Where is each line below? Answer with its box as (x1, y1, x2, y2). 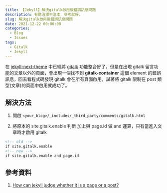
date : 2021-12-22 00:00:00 (5, 21, 61, 26)
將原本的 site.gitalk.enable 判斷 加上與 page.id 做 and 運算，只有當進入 (12, 123, 158, 129)
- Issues (9, 35, 28, 40)
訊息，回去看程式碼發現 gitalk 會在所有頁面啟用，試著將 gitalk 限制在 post (5, 76, 156, 82)
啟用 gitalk (25, 129, 47, 135)
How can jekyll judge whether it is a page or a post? (12, 182, 119, 188)
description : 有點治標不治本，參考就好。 (5, 12, 83, 17)
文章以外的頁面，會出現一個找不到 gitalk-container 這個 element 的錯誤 (13, 69, 161, 75)
